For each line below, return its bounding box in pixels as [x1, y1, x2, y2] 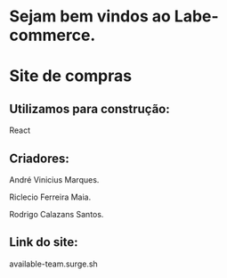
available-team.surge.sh [9, 258, 98, 269]
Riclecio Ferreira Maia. [9, 192, 92, 202]
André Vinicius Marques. [9, 175, 100, 184]
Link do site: [9, 234, 78, 250]
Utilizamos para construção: [9, 101, 171, 117]
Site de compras [9, 66, 132, 86]
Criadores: [9, 151, 69, 166]
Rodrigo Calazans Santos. [9, 209, 104, 219]
